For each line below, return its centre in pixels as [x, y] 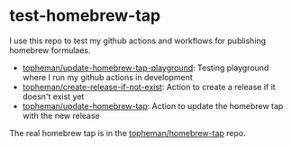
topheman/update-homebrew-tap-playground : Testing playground [146, 68]
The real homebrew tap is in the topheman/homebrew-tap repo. [128, 133]
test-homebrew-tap [85, 16]
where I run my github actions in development [108, 77]
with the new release [61, 115]
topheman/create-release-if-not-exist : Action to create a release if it [149, 87]
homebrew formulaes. [50, 50]
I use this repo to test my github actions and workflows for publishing [138, 41]
